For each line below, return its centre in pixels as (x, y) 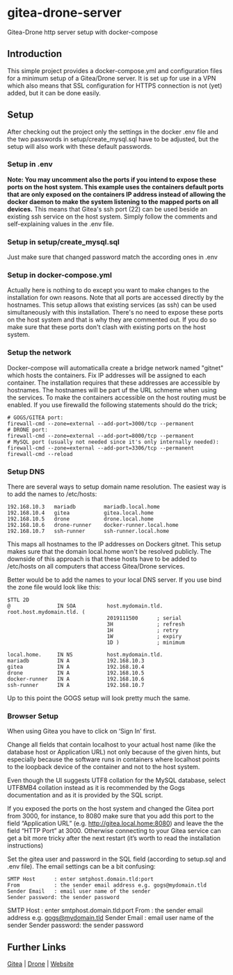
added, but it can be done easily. (54, 93)
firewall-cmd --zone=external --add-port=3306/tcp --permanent (101, 448)
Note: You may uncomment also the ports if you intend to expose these (112, 180)
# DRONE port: (28, 429)
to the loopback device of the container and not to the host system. (104, 767)
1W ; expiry (144, 637)
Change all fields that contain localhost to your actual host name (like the (112, 745)
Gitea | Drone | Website (41, 964)
